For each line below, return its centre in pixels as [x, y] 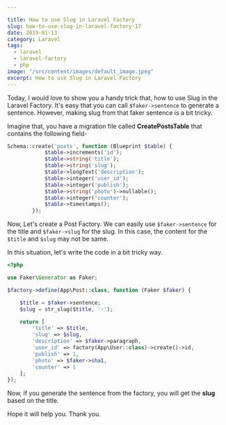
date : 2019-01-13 [32, 33]
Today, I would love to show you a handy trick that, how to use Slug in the [112, 97]
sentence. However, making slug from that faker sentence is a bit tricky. [110, 113]
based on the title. [33, 401]
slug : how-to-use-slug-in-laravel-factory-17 [74, 26]
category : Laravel [34, 39]
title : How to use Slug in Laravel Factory [71, 19]
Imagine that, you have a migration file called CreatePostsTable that [105, 126]
